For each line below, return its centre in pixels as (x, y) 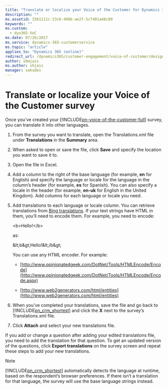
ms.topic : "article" (27, 47)
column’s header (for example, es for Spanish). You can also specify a (84, 185)
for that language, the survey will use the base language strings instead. (79, 381)
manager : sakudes (23, 71)
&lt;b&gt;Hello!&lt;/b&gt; (37, 245)
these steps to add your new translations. (48, 351)
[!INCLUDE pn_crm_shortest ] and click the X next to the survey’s (78, 310)
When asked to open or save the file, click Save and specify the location (87, 149)
